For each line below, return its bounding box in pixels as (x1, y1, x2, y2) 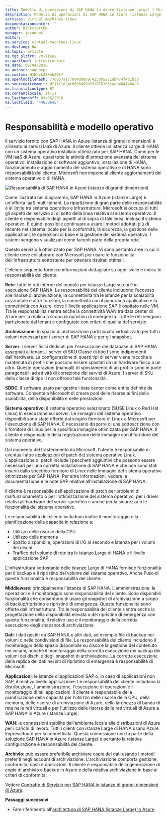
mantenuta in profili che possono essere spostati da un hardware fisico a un (5, 360, 161, 366)
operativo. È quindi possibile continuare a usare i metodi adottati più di (5, 221, 149, 227)
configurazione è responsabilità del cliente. (5, 741, 93, 747)
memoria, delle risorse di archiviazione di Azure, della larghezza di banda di (5, 700, 160, 706)
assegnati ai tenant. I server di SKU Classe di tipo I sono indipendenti (5, 349, 147, 355)
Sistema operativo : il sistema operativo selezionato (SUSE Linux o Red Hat (5, 405, 159, 411)
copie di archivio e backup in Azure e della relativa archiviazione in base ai (5, 767, 158, 773)
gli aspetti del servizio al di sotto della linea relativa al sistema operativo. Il (5, 210, 157, 216)
